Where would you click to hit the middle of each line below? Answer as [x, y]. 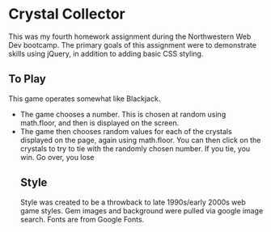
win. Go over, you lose [57, 157]
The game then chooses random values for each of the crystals [126, 131]
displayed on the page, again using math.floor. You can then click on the [140, 140]
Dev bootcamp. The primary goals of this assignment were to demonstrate [133, 44]
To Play [28, 79]
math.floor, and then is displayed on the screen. [100, 123]
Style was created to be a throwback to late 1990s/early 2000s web [133, 202]
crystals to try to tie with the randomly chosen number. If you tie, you [135, 148]
